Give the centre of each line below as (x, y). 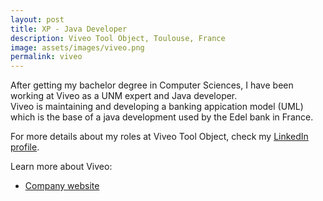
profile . (25, 147)
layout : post (37, 19)
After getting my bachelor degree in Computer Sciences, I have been (152, 85)
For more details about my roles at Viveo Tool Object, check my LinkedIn (159, 137)
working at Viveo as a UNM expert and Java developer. (124, 96)
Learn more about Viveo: (61, 167)
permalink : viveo (46, 57)
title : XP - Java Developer (69, 29)
